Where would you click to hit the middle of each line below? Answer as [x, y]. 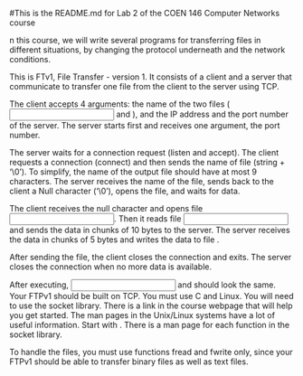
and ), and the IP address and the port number [203, 114]
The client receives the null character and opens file [106, 208]
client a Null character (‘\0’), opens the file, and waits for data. [125, 191]
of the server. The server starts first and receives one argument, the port [145, 125]
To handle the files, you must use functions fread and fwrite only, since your [151, 352]
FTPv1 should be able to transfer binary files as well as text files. [129, 362]
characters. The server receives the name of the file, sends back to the [142, 181]
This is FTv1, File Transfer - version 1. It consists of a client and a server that [151, 77]
